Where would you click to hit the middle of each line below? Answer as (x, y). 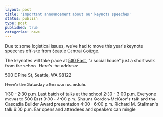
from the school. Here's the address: (42, 66)
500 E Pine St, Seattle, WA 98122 (38, 75)
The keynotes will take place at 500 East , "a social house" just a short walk (80, 60)
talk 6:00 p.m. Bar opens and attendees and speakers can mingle (70, 109)
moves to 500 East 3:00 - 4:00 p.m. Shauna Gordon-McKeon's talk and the (80, 99)
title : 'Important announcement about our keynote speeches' (68, 14)
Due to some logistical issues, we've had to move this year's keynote (74, 46)
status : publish (21, 18)
